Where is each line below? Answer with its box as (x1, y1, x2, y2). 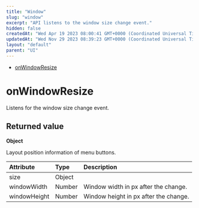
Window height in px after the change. (83, 192, 190, 200)
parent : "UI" (6, 48, 38, 53)
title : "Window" (6, 8, 46, 15)
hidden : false (6, 25, 41, 31)
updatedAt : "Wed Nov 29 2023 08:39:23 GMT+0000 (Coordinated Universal (6, 36, 187, 42)
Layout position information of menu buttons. (6, 149, 117, 156)
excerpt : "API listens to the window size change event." (6, 20, 152, 26)
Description (83, 163, 117, 171)
